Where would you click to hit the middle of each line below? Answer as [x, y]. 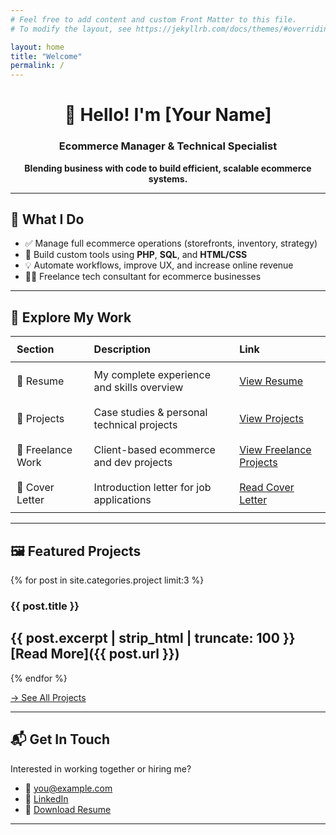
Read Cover [267, 488]
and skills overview [138, 388]
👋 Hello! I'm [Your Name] [168, 115]
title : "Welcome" [46, 56]
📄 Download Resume [68, 809]
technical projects [135, 425]
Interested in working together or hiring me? [101, 768]
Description [122, 349]
